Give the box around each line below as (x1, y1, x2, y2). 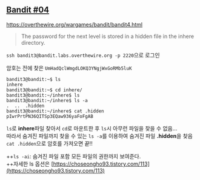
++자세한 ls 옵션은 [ (6, 160, 53, 167)
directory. (21, 39, 45, 46)
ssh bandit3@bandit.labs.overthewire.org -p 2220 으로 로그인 (6, 51, 160, 59)
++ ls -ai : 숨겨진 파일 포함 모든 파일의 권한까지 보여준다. (6, 152, 141, 159)
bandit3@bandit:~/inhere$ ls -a (6, 97, 88, 103)
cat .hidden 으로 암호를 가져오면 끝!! (6, 140, 93, 147)
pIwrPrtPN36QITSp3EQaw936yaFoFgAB (6, 113, 94, 120)
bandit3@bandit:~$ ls (6, 76, 61, 82)
